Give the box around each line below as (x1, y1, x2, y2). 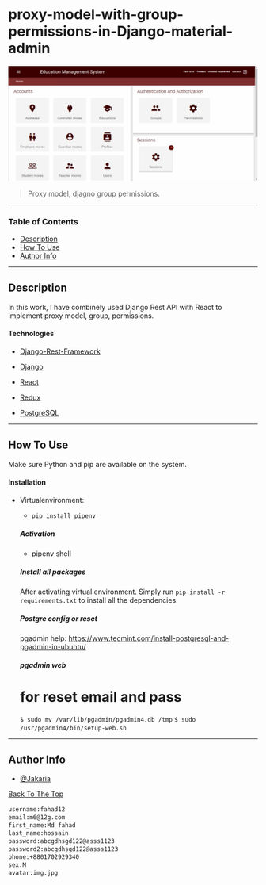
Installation (8, 477, 46, 487)
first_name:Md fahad (8, 822, 77, 829)
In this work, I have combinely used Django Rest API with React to (8, 302, 222, 312)
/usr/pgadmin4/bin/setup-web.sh (19, 724, 127, 732)
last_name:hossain (8, 829, 69, 837)
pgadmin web (19, 660, 66, 669)
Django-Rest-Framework (19, 347, 101, 356)
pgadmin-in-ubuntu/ (19, 642, 86, 651)
